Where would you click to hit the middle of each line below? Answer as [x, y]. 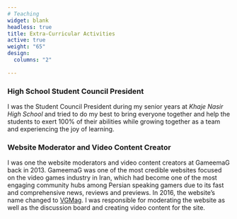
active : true [27, 40]
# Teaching [23, 14]
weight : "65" [27, 47]
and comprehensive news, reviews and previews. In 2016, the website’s [111, 193]
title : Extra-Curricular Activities [61, 34]
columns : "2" [33, 60]
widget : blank [28, 20]
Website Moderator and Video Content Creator [89, 147]
